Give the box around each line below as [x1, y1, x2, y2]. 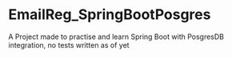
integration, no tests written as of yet [8, 40, 130, 49]
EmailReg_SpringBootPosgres [8, 6, 211, 24]
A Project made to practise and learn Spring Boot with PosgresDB [8, 32, 225, 41]
